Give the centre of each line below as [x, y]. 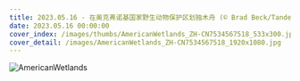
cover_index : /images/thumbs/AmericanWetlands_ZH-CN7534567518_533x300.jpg [153, 34]
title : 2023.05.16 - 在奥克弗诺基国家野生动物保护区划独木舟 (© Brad [129, 17]
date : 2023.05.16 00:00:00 [59, 26]
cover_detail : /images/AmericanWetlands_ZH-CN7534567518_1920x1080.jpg [145, 42]
